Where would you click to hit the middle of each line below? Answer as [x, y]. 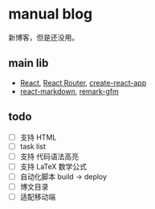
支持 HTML [38, 137]
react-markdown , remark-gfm [69, 91]
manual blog [51, 14]
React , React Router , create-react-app [83, 82]
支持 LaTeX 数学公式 [53, 166]
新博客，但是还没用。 [43, 37]
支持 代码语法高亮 [49, 156]
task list [33, 146]
